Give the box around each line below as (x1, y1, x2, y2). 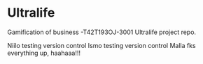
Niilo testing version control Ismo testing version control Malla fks (7, 41, 196, 49)
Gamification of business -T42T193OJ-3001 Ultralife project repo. (7, 28, 197, 36)
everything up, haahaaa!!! (7, 49, 81, 57)
